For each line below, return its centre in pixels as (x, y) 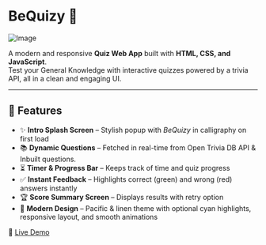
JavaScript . (28, 62)
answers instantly (48, 188)
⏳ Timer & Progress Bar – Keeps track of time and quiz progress (125, 168)
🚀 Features (35, 111)
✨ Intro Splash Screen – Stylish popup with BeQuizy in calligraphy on (133, 130)
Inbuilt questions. (48, 159)
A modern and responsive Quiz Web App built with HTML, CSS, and (120, 53)
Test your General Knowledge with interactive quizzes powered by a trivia (128, 70)
